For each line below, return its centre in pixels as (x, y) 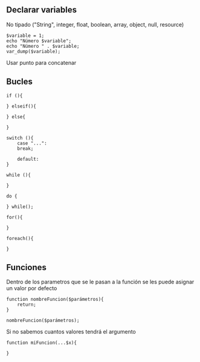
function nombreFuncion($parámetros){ (55, 299)
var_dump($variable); (34, 51)
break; (25, 148)
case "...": (32, 143)
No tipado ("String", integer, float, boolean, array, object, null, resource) (95, 24)
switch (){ (20, 138)
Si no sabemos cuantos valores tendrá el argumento (71, 332)
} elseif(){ (21, 106)
